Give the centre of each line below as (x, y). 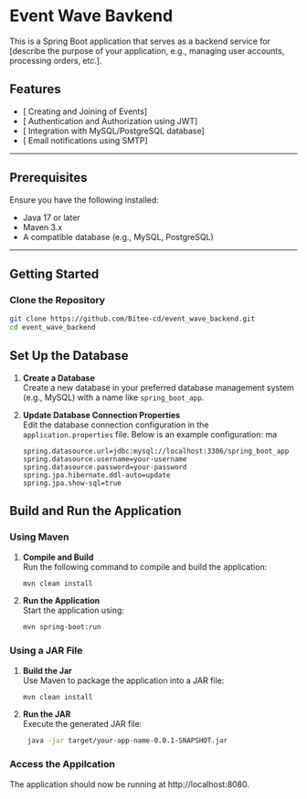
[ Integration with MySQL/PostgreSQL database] (114, 131)
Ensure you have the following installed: (85, 200)
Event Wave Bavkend (91, 16)
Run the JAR (47, 714)
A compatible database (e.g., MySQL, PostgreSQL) (118, 237)
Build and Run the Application (95, 511)
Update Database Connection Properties (101, 415)
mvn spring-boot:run (62, 627)
